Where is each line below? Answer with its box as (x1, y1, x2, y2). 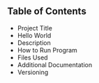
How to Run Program (17, 46, 78, 54)
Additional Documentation (17, 60, 93, 68)
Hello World (17, 31, 52, 39)
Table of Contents (7, 6, 87, 17)
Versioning (17, 68, 49, 76)
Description (17, 38, 51, 47)
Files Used (17, 53, 48, 62)
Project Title (17, 24, 52, 32)
